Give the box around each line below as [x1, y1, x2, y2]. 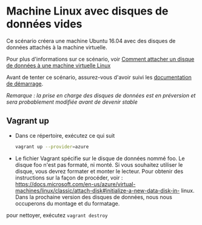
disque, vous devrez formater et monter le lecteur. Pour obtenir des [15, 167, 184, 175]
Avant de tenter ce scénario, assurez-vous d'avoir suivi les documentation [6, 73, 192, 81]
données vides [6, 17, 82, 31]
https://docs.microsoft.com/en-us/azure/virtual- [15, 180, 136, 187]
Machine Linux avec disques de [6, 4, 169, 18]
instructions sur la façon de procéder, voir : [15, 174, 123, 181]
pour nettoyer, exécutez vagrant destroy [6, 211, 108, 219]
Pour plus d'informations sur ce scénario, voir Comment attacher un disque [6, 55, 195, 62]
